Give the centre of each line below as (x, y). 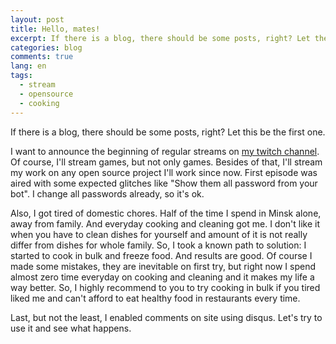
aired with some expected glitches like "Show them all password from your (164, 183)
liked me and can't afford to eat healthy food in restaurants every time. (155, 298)
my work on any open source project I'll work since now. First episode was (164, 172)
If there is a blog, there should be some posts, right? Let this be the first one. (168, 132)
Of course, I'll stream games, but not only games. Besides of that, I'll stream (166, 162)
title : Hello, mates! (55, 29)
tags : (21, 76)
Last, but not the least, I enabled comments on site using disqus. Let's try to (166, 317)
